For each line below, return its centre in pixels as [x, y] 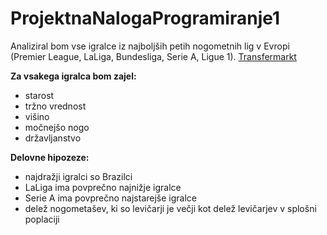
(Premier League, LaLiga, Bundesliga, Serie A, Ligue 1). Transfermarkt [153, 56]
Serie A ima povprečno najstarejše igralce [110, 198]
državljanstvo [53, 138]
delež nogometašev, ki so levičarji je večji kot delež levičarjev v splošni [170, 208]
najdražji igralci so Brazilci [78, 176]
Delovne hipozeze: [50, 157]
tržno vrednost [55, 106]
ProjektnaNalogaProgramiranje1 [145, 18]
